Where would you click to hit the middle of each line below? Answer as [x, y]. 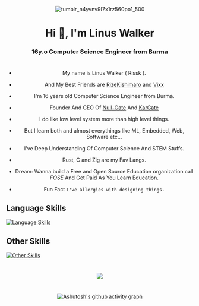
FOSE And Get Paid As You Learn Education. [104, 178]
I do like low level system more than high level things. [104, 119]
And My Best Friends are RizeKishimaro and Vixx [104, 85]
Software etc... [104, 137]
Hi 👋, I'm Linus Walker [100, 33]
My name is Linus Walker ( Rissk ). [104, 73]
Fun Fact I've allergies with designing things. [104, 190]
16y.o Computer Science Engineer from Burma [100, 52]
